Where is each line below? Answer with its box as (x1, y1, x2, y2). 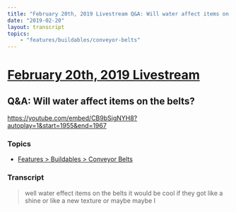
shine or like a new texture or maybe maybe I (24, 196, 156, 205)
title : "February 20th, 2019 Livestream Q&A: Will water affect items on (7, 10, 230, 18)
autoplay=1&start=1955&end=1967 (7, 122, 107, 130)
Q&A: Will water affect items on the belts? (7, 95, 196, 107)
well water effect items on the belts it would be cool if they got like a (24, 189, 223, 197)
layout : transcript (7, 23, 65, 30)
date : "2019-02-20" (7, 17, 65, 24)
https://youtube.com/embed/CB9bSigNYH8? (7, 114, 138, 122)
